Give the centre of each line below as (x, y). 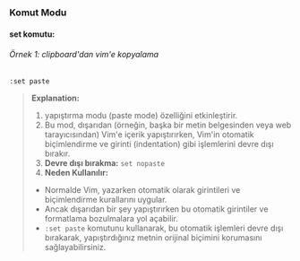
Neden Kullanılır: (77, 172)
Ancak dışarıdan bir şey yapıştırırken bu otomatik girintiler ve (156, 209)
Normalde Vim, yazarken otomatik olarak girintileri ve (142, 189)
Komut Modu (38, 13)
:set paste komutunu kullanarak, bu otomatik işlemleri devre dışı (164, 228)
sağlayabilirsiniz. (75, 247)
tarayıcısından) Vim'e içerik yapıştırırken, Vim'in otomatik (150, 134)
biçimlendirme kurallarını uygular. (106, 199)
